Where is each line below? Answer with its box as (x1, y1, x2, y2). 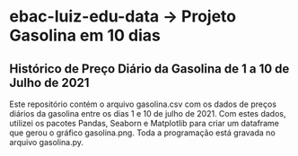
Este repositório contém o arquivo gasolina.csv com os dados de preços (9, 99, 276, 109)
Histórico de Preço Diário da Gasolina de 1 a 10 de (9, 61, 290, 76)
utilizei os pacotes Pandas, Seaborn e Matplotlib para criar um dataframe (9, 118, 280, 128)
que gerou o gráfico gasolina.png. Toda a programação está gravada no (9, 127, 276, 138)
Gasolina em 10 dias (9, 25, 162, 46)
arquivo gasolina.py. (9, 137, 83, 147)
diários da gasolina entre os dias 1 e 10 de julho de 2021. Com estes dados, (9, 108, 286, 118)
